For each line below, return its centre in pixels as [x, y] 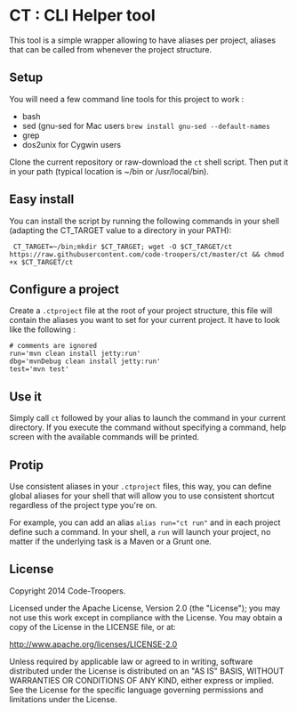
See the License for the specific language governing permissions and [136, 690]
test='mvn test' [39, 369]
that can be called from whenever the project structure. [111, 49]
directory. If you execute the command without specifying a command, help [148, 427]
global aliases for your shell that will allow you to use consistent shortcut [142, 496]
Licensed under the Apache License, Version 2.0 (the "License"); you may [145, 608]
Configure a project [64, 289]
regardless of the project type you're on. [83, 505]
